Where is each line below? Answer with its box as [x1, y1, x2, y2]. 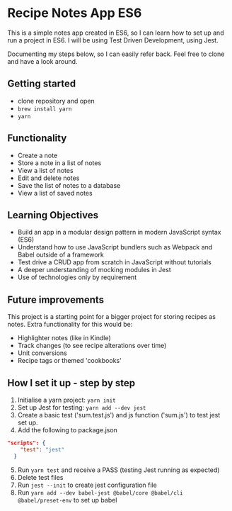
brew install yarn [17, 105, 72, 113]
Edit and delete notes [17, 174, 80, 182]
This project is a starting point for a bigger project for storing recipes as [7, 313, 216, 321]
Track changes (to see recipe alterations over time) [17, 342, 167, 350]
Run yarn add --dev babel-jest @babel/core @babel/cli [17, 488, 183, 497]
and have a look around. [7, 57, 78, 65]
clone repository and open [17, 96, 95, 105]
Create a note [17, 151, 58, 159]
